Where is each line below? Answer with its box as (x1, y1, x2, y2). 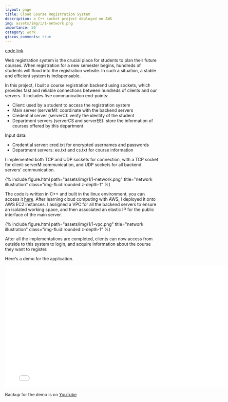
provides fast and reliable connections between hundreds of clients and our (5, 87, 157, 93)
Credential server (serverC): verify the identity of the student (12, 112, 134, 118)
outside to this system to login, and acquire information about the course (5, 241, 151, 247)
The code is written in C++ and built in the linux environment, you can (5, 191, 145, 197)
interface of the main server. (5, 212, 62, 217)
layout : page (5, 7, 32, 12)
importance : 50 (5, 25, 36, 30)
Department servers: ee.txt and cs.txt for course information (12, 147, 133, 153)
